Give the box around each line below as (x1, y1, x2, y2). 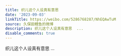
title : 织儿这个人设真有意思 (5, 7, 59, 13)
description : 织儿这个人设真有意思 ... (5, 26, 84, 31)
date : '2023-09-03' (5, 12, 46, 17)
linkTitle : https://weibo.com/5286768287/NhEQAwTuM (5, 17, 116, 22)
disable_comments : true (5, 31, 55, 36)
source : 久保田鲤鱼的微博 (5, 21, 54, 27)
